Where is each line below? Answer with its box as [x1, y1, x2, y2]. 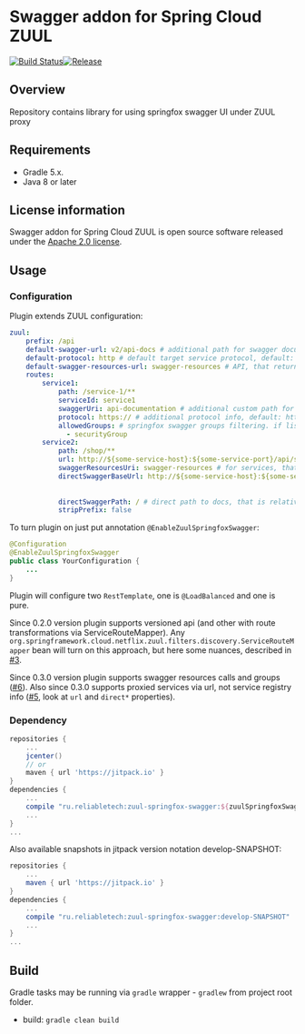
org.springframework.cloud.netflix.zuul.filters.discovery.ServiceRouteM [9, 637, 295, 646]
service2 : [42, 438, 79, 447]
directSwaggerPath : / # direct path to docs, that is [57, 497, 266, 507]
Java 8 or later [22, 176, 77, 187]
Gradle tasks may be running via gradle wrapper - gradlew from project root [9, 987, 293, 998]
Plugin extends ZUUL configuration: [9, 311, 143, 322]
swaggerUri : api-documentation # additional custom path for [57, 404, 295, 413]
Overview [9, 82, 66, 97]
